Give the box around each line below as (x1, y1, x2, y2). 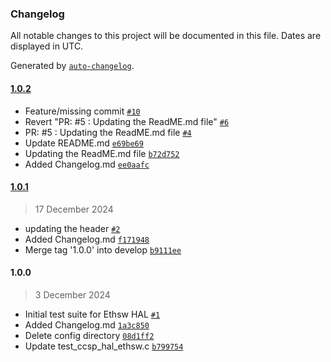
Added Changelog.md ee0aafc (24, 158, 150, 170)
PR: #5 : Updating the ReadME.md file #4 (24, 126, 192, 138)
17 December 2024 (34, 203, 114, 215)
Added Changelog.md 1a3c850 (24, 318, 150, 331)
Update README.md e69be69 (24, 137, 144, 149)
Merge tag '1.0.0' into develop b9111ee (24, 243, 182, 256)
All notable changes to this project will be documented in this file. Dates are (10, 30, 322, 42)
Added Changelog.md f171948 (24, 233, 150, 245)
